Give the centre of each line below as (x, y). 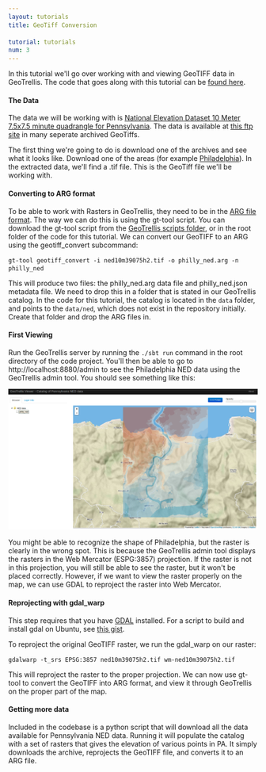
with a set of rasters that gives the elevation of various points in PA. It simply (133, 743)
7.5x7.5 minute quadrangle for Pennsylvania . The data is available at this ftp (131, 126)
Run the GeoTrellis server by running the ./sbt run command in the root (125, 352)
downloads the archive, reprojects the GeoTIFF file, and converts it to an (126, 752)
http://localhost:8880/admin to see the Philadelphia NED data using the (124, 369)
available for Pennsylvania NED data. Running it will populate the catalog (126, 735)
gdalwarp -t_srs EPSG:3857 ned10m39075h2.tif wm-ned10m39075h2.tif (122, 659)
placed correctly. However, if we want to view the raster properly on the (125, 576)
